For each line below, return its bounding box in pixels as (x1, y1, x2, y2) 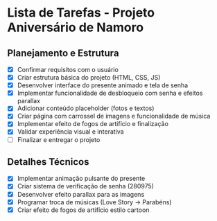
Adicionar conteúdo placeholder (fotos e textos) (17, 104, 155, 112)
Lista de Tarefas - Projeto (7, 5, 155, 21)
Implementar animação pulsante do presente (17, 175, 146, 183)
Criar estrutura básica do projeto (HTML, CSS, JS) (17, 73, 161, 82)
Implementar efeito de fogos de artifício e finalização (17, 120, 168, 128)
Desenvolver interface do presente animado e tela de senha (17, 81, 189, 89)
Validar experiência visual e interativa (17, 127, 124, 136)
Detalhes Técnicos (7, 156, 89, 168)
